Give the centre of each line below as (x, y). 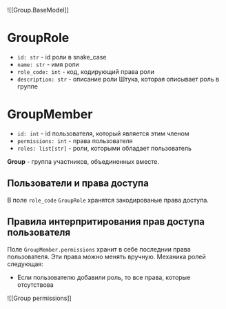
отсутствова (35, 284)
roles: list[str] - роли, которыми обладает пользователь (104, 148)
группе (27, 86)
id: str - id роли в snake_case (62, 57)
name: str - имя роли (48, 64)
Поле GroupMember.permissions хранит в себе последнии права (99, 249)
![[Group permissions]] (40, 298)
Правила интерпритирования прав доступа (106, 222)
